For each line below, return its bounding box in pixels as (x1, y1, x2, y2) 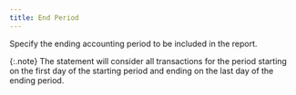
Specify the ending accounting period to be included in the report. (9, 38, 258, 49)
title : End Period (9, 13, 79, 23)
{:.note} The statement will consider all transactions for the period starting (9, 55, 287, 66)
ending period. (9, 74, 65, 86)
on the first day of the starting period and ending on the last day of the (9, 65, 274, 76)
